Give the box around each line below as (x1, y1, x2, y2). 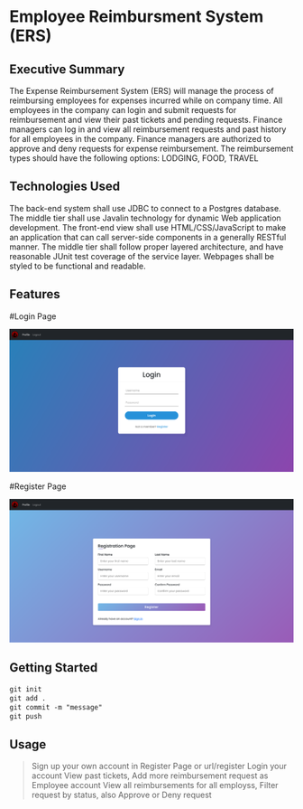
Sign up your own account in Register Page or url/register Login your (31, 761, 287, 772)
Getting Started (9, 660, 98, 675)
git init (9, 685, 42, 694)
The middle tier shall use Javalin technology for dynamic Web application (9, 212, 281, 223)
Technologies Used (9, 179, 120, 194)
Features (9, 287, 60, 302)
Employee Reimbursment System (9, 6, 264, 27)
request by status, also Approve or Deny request (31, 789, 212, 801)
